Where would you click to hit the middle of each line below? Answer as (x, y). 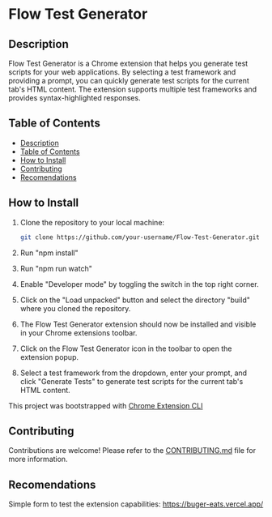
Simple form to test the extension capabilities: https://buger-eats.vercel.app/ (136, 504)
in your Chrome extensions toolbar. (79, 332)
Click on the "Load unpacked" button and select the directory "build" (135, 300)
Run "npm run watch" (56, 268)
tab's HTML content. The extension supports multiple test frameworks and (133, 89)
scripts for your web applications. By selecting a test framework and (122, 72)
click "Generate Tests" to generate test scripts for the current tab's (132, 381)
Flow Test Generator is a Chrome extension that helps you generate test (128, 63)
